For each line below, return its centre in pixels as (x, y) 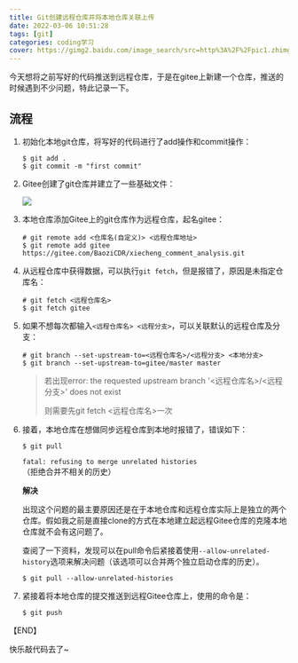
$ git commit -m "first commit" (82, 166)
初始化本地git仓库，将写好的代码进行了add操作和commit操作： (137, 141)
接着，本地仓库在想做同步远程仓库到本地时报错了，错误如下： (135, 429)
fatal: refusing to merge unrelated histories (110, 462)
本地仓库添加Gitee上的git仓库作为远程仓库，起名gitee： (123, 219)
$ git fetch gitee (56, 308)
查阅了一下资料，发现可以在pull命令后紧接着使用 (110, 550)
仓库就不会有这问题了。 (65, 531)
